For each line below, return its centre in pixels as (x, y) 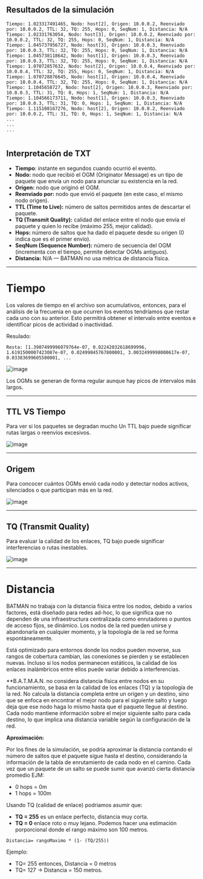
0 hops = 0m (31, 786)
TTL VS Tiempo (36, 412)
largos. (15, 387)
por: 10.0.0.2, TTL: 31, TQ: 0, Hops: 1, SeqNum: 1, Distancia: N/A (94, 114)
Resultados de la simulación (60, 10)
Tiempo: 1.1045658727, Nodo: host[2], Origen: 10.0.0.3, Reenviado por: (100, 87)
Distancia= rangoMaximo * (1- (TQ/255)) (58, 840)
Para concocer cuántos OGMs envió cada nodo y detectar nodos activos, (98, 484)
